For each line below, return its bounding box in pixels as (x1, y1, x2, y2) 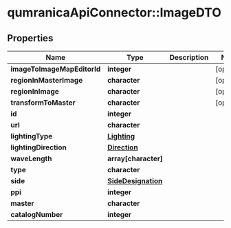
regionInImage (10, 87, 60, 96)
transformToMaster (10, 98, 76, 107)
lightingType (10, 132, 53, 141)
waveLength (10, 154, 52, 163)
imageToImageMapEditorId (10, 64, 101, 74)
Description (169, 53, 209, 62)
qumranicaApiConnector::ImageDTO (7, 5, 221, 21)
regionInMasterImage (10, 76, 83, 85)
